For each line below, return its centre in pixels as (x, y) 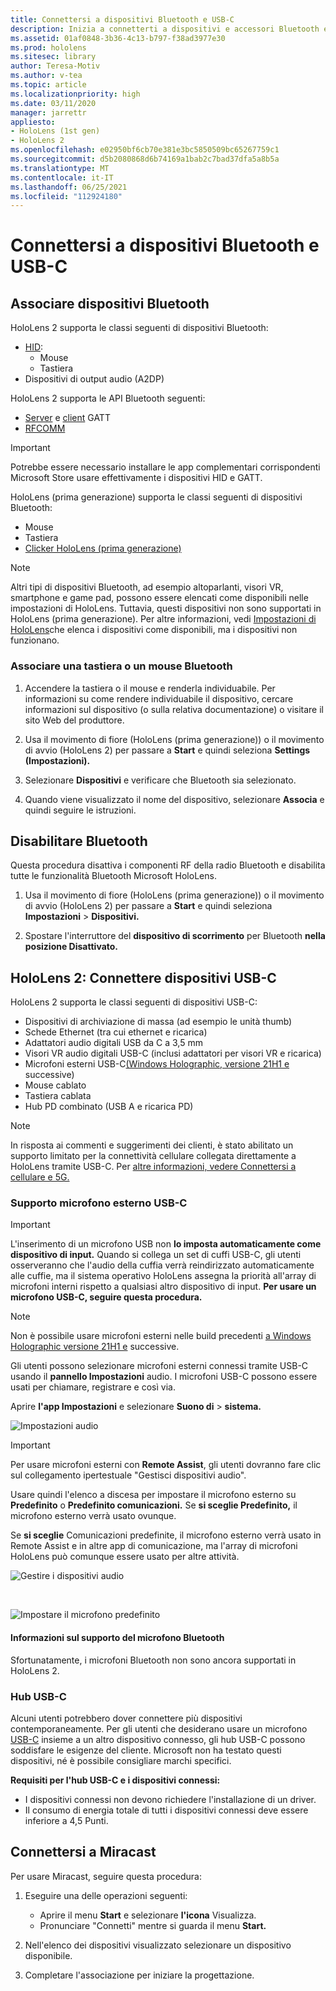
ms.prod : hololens (48, 47)
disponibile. (48, 1955)
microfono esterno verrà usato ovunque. (93, 1516)
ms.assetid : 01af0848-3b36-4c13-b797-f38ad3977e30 (118, 38)
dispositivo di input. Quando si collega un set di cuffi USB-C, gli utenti (156, 1255)
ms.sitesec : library (53, 57)
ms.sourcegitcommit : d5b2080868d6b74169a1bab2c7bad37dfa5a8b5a (145, 159)
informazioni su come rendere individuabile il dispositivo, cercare (159, 698)
